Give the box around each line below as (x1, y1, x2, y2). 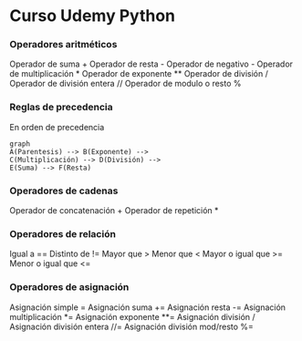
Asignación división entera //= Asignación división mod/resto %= (9, 321, 254, 332)
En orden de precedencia (9, 121, 105, 132)
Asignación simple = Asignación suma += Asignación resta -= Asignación (9, 302, 286, 313)
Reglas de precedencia (9, 101, 114, 114)
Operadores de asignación (9, 281, 130, 294)
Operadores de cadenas (9, 184, 119, 197)
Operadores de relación (9, 228, 117, 240)
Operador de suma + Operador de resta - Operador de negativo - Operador (9, 58, 294, 69)
